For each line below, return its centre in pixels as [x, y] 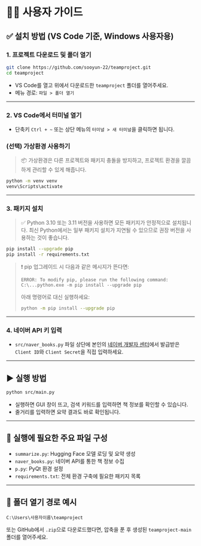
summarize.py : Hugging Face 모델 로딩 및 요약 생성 [75, 453]
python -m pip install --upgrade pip [68, 308]
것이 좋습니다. [53, 238]
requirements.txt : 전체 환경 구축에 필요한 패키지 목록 [78, 476]
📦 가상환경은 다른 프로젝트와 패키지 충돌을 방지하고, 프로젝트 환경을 [100, 160]
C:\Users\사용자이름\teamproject [45, 517]
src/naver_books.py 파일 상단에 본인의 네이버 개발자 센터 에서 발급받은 [97, 345]
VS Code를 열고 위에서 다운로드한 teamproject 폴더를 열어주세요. [92, 85]
